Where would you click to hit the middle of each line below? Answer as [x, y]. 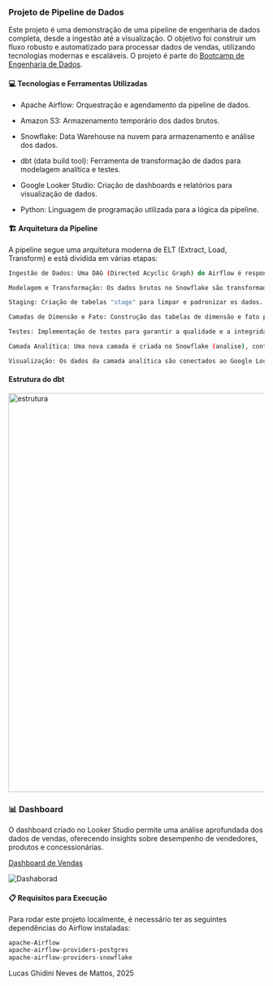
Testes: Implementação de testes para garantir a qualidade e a [119, 332]
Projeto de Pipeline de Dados [66, 12]
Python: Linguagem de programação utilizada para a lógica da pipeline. [139, 209]
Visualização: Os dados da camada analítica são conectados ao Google [130, 361]
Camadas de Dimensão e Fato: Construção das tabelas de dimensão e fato [134, 317]
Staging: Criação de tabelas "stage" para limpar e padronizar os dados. [136, 302]
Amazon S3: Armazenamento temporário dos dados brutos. [120, 120]
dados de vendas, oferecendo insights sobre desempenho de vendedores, [133, 839]
